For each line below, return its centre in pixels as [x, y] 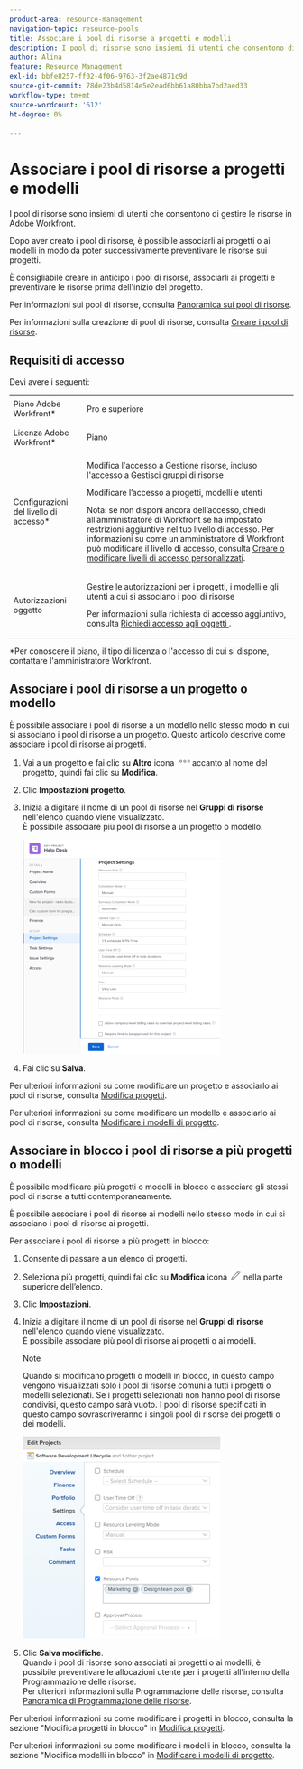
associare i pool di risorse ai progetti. [78, 744]
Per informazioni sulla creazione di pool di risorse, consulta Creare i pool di [149, 322]
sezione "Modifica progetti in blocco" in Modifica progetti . [117, 1727]
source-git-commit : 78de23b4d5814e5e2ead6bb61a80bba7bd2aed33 [129, 86]
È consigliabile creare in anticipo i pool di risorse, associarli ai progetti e [142, 278]
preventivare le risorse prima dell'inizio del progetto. [106, 287]
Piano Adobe [37, 404]
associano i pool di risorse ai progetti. [79, 1223]
